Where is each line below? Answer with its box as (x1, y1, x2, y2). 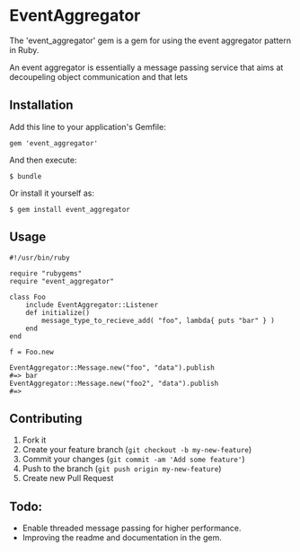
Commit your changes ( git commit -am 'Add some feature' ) (22, 454, 245, 465)
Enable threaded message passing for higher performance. (22, 522, 242, 534)
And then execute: (9, 154, 77, 165)
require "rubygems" (9, 268, 83, 278)
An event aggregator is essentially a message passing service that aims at (9, 62, 284, 73)
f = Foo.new (9, 347, 54, 356)
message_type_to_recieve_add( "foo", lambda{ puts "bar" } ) (41, 316, 276, 325)
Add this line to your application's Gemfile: (9, 121, 166, 132)
